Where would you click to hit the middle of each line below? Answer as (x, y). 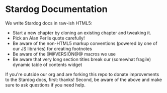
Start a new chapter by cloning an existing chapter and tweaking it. (82, 32)
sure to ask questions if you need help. (46, 85)
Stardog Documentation (56, 9)
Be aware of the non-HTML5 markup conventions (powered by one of (85, 43)
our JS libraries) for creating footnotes (52, 48)
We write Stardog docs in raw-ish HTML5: (49, 23)
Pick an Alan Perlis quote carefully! (49, 38)
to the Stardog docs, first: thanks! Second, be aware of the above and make (84, 79)
